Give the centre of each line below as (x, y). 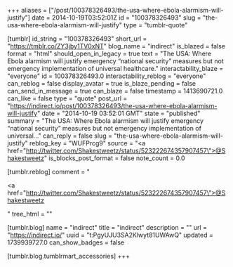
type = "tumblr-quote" (156, 25)
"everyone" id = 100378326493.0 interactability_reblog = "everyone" (107, 76)
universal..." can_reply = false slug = (60, 136)
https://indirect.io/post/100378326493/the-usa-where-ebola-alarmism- (114, 106)
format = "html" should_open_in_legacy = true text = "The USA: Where (109, 53)
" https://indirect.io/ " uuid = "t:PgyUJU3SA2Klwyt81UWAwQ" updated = (111, 235)
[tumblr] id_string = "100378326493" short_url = (77, 39)
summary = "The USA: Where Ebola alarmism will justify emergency (106, 121)
